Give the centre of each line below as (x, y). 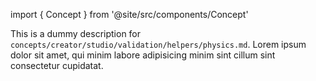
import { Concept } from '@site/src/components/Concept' (129, 14)
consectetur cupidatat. (57, 65)
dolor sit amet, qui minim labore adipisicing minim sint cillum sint (143, 55)
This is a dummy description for (76, 33)
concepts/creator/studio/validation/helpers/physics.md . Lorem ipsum (158, 44)
